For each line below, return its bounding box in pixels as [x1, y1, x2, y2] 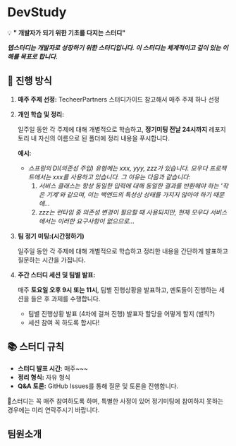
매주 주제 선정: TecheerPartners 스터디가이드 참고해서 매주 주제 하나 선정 [17, 95, 220, 103]
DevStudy [7, 4, 67, 20]
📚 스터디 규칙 [7, 341, 65, 353]
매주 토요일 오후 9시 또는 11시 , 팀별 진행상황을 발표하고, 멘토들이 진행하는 [17, 285, 218, 294]
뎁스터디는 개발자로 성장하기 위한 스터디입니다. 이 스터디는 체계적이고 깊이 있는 [7, 43, 221, 52]
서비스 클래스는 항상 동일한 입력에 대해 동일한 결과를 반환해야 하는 [38, 181, 220, 190]
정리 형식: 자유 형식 [17, 373, 70, 381]
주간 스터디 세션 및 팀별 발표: [17, 270, 96, 279]
